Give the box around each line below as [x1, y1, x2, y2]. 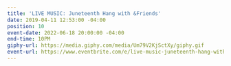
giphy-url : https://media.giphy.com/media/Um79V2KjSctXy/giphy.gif [7, 42, 205, 49]
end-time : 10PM [7, 36, 51, 43]
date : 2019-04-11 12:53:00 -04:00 [7, 16, 107, 23]
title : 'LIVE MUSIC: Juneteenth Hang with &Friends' [7, 10, 162, 17]
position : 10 [7, 23, 45, 30]
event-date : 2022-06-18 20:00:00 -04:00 [7, 29, 125, 36]
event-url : [7, 49, 38, 56]
